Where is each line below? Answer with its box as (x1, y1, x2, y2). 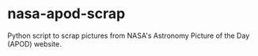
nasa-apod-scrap (7, 5, 126, 23)
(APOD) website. (7, 39, 62, 48)
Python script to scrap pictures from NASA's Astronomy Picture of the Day (7, 31, 250, 40)
